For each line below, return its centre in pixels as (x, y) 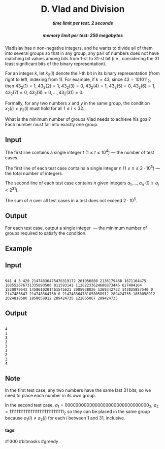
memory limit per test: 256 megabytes (83, 35)
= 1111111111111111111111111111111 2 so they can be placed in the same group (78, 412)
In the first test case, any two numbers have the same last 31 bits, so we (78, 390)
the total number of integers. (34, 173)
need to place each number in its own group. (50, 396)
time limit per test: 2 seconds (83, 23)
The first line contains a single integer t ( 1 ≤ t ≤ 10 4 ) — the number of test (80, 152)
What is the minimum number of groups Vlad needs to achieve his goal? (78, 119)
